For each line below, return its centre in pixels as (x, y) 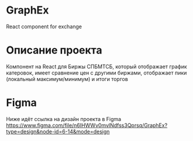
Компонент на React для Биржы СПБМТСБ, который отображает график (96, 66)
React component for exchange (44, 26)
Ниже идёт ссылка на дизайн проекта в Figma (64, 119)
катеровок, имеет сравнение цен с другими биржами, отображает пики (96, 73)
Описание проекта (54, 50)
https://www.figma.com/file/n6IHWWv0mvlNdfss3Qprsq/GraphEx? (87, 125)
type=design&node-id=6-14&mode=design (58, 131)
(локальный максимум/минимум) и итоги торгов (67, 79)
